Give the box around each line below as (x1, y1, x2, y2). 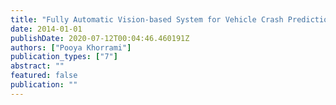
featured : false (10, 71, 78, 81)
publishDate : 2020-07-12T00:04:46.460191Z (10, 33, 190, 43)
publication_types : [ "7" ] (10, 52, 118, 62)
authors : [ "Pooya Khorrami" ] (10, 42, 132, 53)
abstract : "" (10, 61, 65, 71)
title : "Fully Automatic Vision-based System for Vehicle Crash (10, 14, 284, 25)
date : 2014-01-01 (10, 24, 83, 34)
